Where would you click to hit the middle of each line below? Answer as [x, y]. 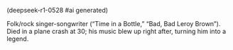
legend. [18, 39]
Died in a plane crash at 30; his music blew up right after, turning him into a [116, 31]
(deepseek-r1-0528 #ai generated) [57, 10]
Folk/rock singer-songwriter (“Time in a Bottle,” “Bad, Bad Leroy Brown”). [114, 24]
